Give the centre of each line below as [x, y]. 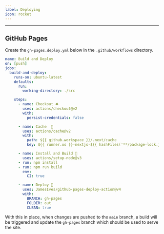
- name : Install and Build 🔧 [48, 154]
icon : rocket [18, 14]
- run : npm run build [40, 167]
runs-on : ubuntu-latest [38, 77]
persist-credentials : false [55, 117]
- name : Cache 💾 [36, 127]
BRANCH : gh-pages [44, 198]
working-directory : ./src [49, 91]
